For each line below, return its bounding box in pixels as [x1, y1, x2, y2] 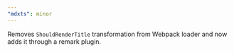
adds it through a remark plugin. [7, 37, 102, 46]
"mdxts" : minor [7, 10, 53, 18]
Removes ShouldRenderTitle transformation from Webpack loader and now [7, 30, 228, 38]
